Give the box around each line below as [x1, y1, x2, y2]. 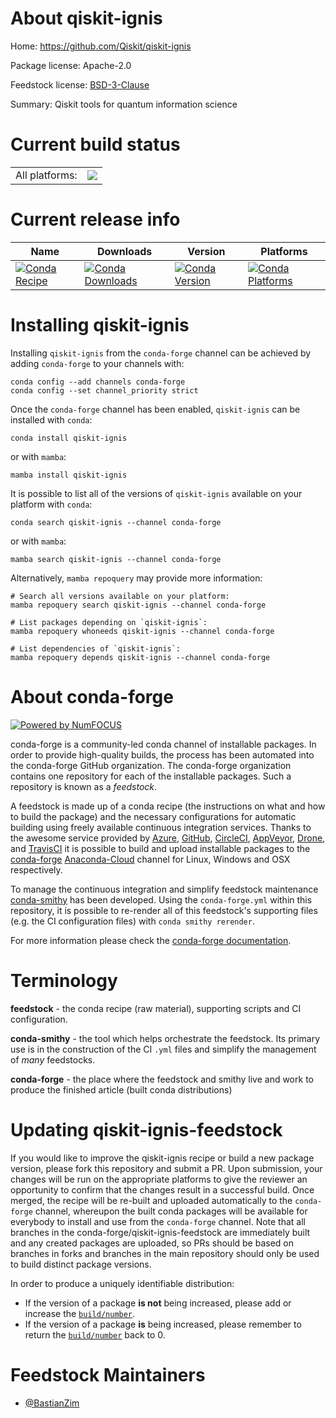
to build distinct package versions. [10, 1258, 152, 1270]
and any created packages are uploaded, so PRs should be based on [10, 1237, 294, 1249]
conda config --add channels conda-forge [10, 377, 186, 387]
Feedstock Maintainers [10, 1363, 206, 1386]
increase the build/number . [24, 1307, 136, 1319]
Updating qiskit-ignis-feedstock [10, 1118, 283, 1141]
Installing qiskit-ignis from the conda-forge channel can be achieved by [10, 347, 312, 359]
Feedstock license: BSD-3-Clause [10, 78, 150, 91]
